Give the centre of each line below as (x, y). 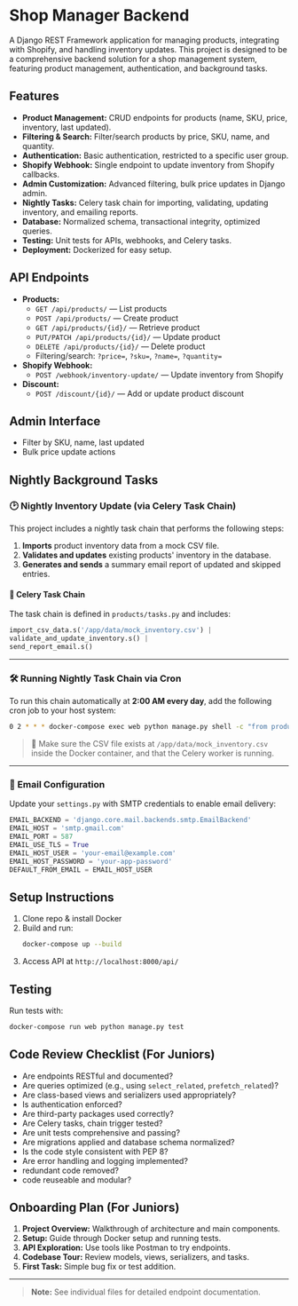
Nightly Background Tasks (84, 480)
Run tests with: (36, 1010)
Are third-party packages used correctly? (98, 1113)
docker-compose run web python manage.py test (97, 1026)
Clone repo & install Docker (72, 919)
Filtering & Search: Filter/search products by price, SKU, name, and (146, 136)
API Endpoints (49, 277)
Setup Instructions (62, 897)
